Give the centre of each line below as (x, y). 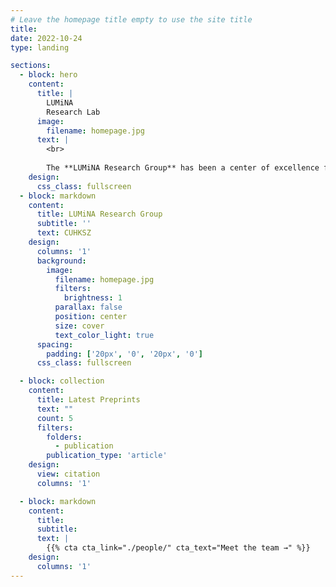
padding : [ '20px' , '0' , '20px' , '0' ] (124, 354)
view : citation (68, 474)
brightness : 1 (93, 298)
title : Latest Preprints (88, 400)
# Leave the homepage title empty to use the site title (131, 19)
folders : (64, 437)
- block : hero (48, 75)
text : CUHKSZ (64, 233)
